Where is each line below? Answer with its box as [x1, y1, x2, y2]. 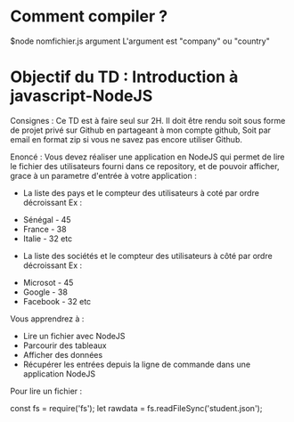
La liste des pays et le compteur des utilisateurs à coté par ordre [22, 187, 259, 198]
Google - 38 [22, 287, 68, 297]
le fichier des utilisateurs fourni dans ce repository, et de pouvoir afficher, [10, 160, 280, 171]
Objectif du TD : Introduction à [10, 67, 239, 87]
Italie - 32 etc [22, 233, 73, 244]
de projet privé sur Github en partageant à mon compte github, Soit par [10, 125, 271, 135]
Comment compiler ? [10, 6, 168, 27]
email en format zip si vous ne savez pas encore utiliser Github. [10, 134, 243, 144]
